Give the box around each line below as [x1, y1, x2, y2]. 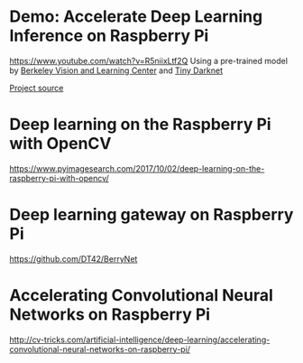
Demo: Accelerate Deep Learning [9, 6, 263, 27]
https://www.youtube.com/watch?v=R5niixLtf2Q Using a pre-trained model [9, 55, 289, 66]
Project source [9, 82, 64, 93]
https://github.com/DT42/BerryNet [9, 253, 138, 264]
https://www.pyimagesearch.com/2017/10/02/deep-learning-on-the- [9, 163, 265, 173]
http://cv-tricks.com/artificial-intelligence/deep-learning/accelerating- [9, 334, 271, 345]
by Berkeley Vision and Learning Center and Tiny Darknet [9, 65, 224, 76]
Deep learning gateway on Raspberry [9, 205, 294, 225]
